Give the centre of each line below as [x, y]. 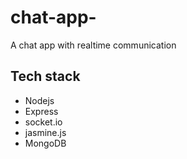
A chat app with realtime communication [93, 45]
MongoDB [45, 143]
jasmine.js [45, 132]
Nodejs [39, 100]
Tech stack [45, 76]
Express [41, 111]
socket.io [43, 122]
